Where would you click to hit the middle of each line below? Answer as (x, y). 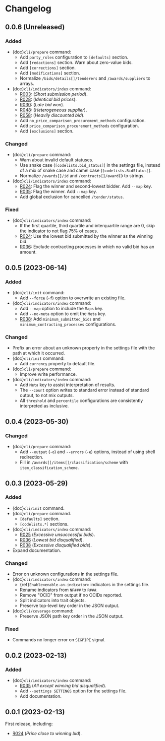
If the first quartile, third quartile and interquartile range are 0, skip (87, 226)
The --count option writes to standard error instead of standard (84, 390)
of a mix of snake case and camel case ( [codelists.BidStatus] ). (86, 170)
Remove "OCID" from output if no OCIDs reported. (71, 595)
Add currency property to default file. (57, 364)
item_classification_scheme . (49, 468)
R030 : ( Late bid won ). (42, 104)
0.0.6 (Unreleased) (35, 27)
